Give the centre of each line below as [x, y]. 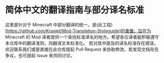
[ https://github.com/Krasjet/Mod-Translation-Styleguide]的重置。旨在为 [78, 31]
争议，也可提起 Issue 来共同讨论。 [40, 55]
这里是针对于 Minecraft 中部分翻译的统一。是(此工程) [59, 25]
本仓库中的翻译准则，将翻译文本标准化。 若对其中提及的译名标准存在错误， [82, 43]
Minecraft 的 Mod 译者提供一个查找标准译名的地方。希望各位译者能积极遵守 [82, 37]
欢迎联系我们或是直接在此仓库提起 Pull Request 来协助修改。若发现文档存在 [82, 49]
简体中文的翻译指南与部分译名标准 [75, 10]
